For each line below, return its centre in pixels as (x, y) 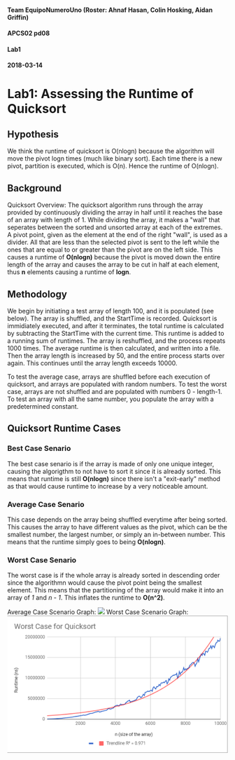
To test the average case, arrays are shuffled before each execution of (109, 376)
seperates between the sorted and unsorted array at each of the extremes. (115, 227)
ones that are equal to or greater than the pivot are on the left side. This (110, 250)
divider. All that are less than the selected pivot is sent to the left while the (113, 243)
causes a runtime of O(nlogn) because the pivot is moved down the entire (114, 257)
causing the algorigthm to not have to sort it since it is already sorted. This (114, 471)
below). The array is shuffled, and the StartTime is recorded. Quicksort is (112, 318)
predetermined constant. (43, 406)
